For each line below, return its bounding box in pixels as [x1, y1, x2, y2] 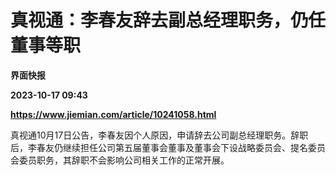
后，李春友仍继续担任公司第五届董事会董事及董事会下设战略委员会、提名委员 [10, 141, 326, 153]
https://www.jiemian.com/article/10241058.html [10, 108, 217, 120]
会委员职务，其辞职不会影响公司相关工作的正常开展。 [10, 154, 230, 166]
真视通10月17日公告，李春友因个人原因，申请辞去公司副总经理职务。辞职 [10, 129, 309, 141]
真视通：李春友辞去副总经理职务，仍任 [10, 9, 327, 32]
